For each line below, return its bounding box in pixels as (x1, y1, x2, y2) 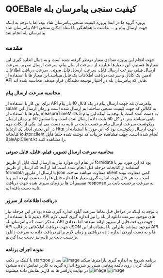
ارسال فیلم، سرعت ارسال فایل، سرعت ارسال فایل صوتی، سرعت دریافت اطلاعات (5, 67, 156, 73)
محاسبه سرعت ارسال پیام (5, 89, 60, 96)
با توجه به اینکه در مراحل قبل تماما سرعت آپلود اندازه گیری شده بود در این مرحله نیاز (5, 208, 158, 214)
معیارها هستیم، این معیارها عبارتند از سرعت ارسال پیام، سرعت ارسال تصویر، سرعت (5, 62, 159, 67)
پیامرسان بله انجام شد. (5, 30, 47, 35)
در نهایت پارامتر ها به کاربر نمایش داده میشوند (5, 267, 88, 273)
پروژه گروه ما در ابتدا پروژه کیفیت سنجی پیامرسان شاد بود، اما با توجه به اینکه (5, 19, 146, 25)
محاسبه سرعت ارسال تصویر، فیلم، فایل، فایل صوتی (5, 148, 114, 155)
